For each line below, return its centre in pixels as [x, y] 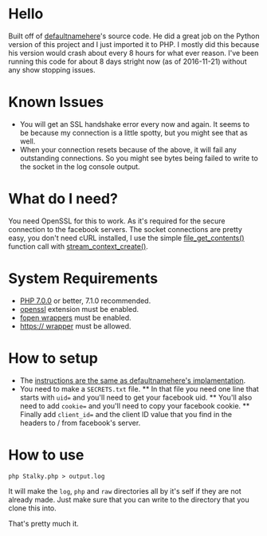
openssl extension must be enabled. [79, 309]
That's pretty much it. [44, 523]
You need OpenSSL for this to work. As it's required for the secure [117, 221]
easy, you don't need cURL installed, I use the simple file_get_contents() [126, 238]
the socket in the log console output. [80, 166]
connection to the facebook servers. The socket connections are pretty [126, 229]
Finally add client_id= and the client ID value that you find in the [126, 414]
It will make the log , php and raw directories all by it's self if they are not [125, 491]
